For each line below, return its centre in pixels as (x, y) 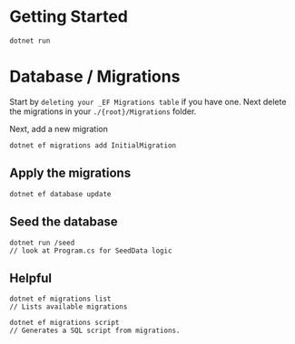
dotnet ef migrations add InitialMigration (93, 145)
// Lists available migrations (69, 307)
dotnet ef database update (60, 194)
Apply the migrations (70, 173)
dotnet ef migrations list (60, 299)
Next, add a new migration (59, 129)
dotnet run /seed (42, 243)
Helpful (31, 278)
